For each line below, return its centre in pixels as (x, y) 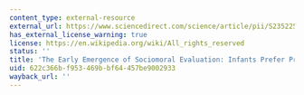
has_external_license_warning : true (78, 34)
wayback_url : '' (40, 77)
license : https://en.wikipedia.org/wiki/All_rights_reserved (127, 43)
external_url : (36, 26)
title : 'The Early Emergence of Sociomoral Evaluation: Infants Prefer (147, 60)
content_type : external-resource (72, 18)
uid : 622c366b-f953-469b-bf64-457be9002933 (93, 69)
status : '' (30, 52)
